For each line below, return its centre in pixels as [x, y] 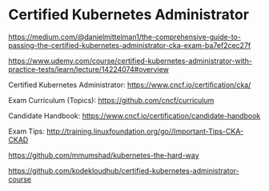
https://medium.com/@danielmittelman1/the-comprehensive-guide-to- [125, 37]
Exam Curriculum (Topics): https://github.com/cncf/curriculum [111, 100]
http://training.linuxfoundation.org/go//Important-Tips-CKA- [145, 131]
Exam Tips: [27, 131]
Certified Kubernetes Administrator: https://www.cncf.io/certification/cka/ [130, 85]
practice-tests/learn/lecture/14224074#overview [89, 69]
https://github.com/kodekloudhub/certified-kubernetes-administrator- [124, 170]
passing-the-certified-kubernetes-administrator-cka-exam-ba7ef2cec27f [130, 45]
